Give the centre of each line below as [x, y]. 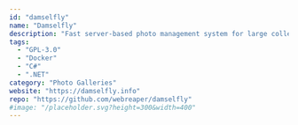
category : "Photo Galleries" [63, 83]
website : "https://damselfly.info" [75, 91]
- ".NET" [33, 75]
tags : [19, 42]
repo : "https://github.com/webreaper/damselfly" [101, 99]
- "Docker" [37, 58]
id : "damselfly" [39, 17]
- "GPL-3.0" [39, 50]
